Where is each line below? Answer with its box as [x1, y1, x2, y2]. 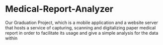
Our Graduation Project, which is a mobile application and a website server [5, 20, 158, 25]
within [5, 35, 18, 41]
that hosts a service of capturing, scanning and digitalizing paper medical [5, 24, 156, 30]
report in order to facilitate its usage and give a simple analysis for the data [5, 30, 159, 36]
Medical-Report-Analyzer [5, 3, 114, 15]
